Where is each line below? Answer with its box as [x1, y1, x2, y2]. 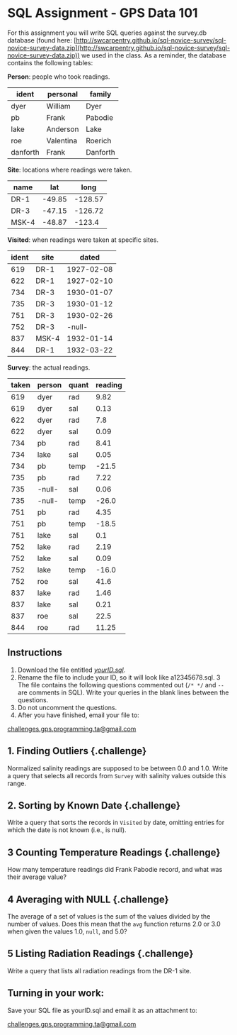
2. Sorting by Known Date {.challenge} [7, 799, 181, 812]
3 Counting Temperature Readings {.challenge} [7, 846, 221, 858]
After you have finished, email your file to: [17, 711, 139, 719]
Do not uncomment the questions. [17, 703, 117, 712]
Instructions [7, 647, 62, 659]
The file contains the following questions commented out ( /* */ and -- [17, 680, 224, 689]
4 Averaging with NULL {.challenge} [7, 893, 170, 905]
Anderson [46, 124, 79, 134]
